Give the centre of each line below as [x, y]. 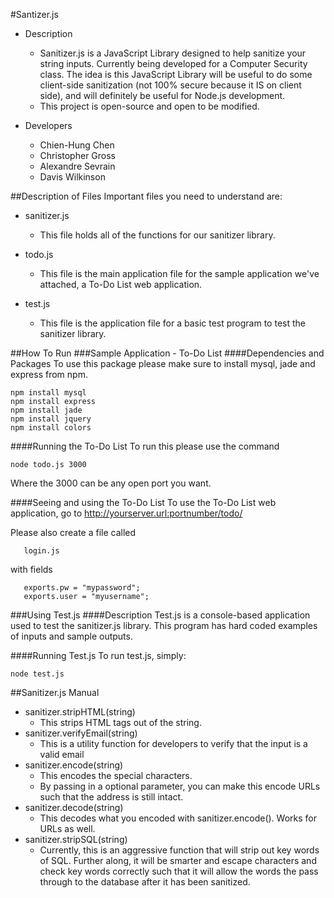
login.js [41, 551]
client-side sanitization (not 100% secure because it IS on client [170, 85]
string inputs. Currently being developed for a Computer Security [173, 63]
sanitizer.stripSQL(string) [76, 839]
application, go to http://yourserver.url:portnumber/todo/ [126, 513]
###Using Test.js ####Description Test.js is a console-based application [160, 615]
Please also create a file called [73, 532]
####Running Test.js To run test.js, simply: [98, 655]
